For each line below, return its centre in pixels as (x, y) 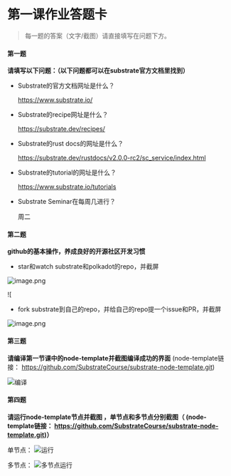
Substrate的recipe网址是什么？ (63, 115)
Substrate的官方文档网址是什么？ (66, 86)
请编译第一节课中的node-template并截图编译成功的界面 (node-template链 (116, 358)
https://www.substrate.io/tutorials (67, 187)
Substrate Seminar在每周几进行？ (66, 202)
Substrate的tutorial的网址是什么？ (67, 172)
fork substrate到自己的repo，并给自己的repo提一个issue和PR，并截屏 (119, 309)
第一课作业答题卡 (58, 15)
